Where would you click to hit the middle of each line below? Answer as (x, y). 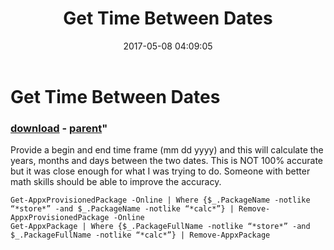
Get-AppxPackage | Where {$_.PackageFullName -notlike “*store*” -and (160, 227)
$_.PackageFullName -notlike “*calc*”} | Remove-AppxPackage (140, 235)
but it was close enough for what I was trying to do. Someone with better (160, 171)
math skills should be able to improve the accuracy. (116, 182)
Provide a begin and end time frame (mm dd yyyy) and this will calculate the (167, 150)
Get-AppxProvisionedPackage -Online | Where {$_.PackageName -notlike (160, 200)
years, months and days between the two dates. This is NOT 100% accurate (166, 161)
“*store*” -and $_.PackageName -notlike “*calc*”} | (122, 209)
